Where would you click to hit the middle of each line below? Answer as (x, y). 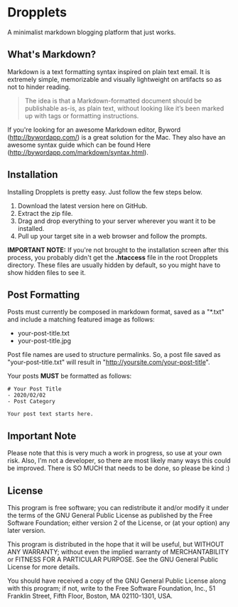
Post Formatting (44, 295)
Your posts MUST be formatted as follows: (70, 376)
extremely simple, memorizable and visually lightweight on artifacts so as (115, 79)
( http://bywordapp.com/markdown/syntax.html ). (78, 152)
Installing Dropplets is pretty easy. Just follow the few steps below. (105, 192)
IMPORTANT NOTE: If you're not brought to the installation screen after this (118, 249)
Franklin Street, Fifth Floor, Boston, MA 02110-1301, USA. (90, 596)
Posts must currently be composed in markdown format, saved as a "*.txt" (116, 312)
